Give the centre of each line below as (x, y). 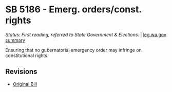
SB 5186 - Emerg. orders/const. (74, 10)
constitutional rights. (27, 56)
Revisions (21, 72)
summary (15, 40)
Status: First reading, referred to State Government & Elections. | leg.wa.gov (86, 34)
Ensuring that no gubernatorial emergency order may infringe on (74, 50)
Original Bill (25, 84)
